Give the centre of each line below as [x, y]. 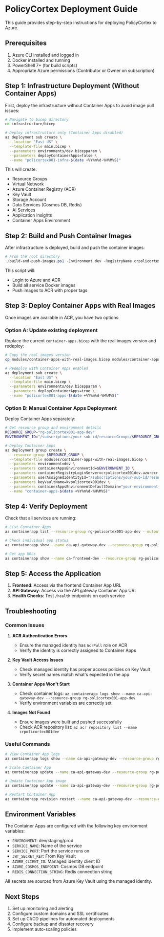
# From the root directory [32, 257]
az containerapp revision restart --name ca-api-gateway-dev [69, 799]
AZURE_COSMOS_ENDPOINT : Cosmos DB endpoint [58, 867]
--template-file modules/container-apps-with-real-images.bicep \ [78, 459]
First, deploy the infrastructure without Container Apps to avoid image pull [80, 105]
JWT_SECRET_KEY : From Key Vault [44, 856]
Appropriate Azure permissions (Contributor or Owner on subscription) [83, 70]
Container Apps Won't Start [41, 684]
